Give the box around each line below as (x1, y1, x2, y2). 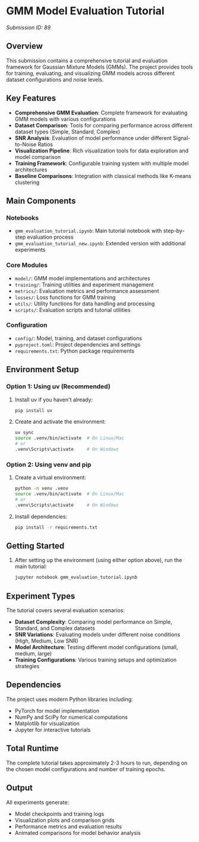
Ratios (37, 141, 53, 148)
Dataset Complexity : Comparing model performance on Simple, (14, 618, 172, 626)
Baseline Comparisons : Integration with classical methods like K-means (14, 172, 192, 179)
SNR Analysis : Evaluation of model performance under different (14, 134, 172, 141)
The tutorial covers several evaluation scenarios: (6, 607, 125, 614)
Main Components (6, 195, 76, 206)
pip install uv (14, 407, 53, 413)
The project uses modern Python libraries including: (6, 696, 134, 703)
